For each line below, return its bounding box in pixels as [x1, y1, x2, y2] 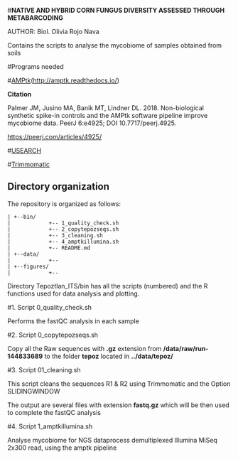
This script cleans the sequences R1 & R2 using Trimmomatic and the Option [7, 379, 231, 388]
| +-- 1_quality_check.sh [7, 220, 119, 227]
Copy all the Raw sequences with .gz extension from [7, 344, 162, 352]
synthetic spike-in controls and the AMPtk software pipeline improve [7, 112, 208, 119]
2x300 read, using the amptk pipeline [7, 443, 117, 452]
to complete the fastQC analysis [7, 408, 102, 416]
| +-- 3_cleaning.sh [7, 232, 103, 239]
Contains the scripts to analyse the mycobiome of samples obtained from [7, 41, 222, 49]
